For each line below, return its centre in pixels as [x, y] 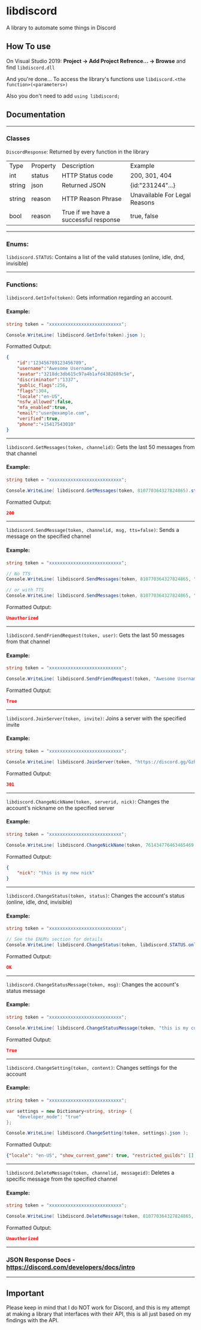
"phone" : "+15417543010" [47, 424]
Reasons [142, 202]
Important [25, 1293]
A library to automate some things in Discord [61, 28]
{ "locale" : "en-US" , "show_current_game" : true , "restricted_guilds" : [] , [101, 1156]
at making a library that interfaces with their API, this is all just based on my [99, 1314]
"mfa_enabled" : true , [42, 408]
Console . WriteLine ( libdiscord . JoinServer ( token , [69, 762]
